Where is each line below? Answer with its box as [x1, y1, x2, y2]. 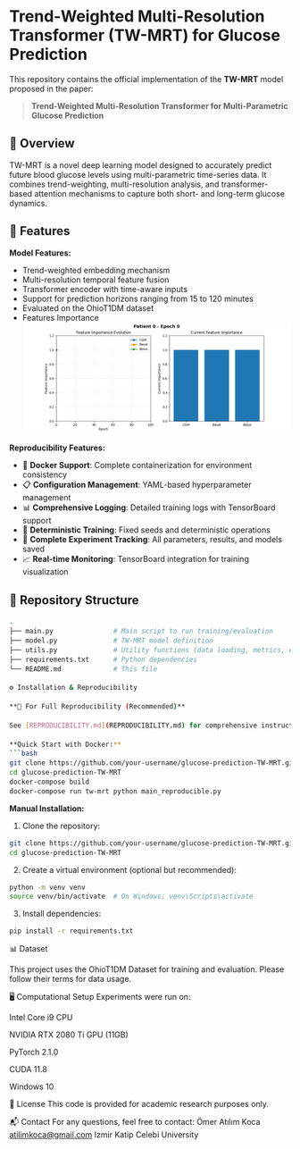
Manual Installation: [9, 802, 85, 814]
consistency [21, 469, 68, 480]
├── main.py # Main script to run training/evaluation [9, 627, 274, 636]
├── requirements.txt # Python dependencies [9, 655, 198, 664]
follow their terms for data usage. [9, 974, 132, 985]
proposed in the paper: [9, 83, 94, 94]
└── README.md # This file [9, 664, 158, 674]
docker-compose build [9, 777, 90, 787]
